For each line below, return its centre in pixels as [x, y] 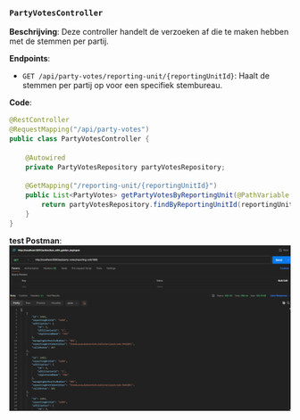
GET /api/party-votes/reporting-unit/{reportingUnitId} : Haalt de [146, 76]
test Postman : [36, 240]
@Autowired [46, 158]
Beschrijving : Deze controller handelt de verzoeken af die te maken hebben [149, 32]
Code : [21, 103]
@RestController [39, 120]
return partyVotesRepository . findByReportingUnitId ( [142, 205]
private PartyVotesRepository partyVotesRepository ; [125, 167]
